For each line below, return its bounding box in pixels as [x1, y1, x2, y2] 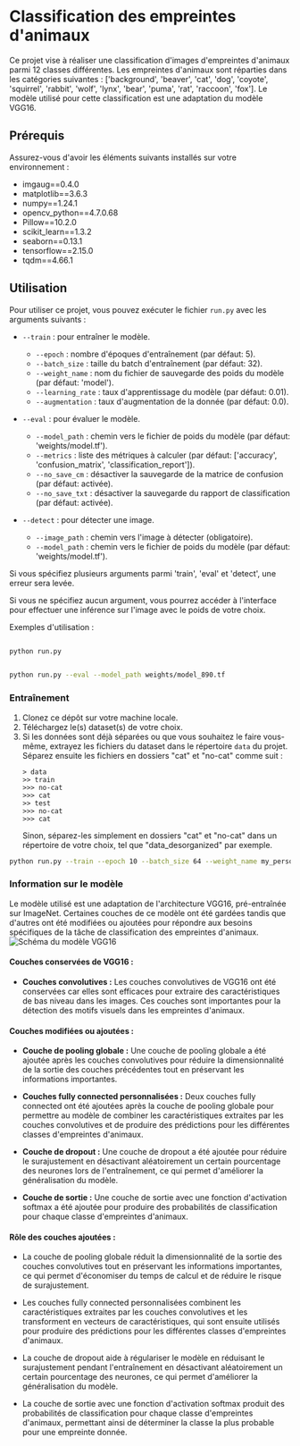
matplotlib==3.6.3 [21, 188, 87, 198]
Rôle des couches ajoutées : [9, 1232, 116, 1242]
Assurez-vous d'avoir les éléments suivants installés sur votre [9, 152, 237, 163]
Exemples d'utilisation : [9, 621, 95, 632]
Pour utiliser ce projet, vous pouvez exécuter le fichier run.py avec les [9, 304, 267, 315]
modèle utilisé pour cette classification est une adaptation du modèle [9, 92, 263, 104]
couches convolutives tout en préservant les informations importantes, [21, 1261, 283, 1272]
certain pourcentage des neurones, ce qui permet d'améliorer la [21, 1372, 258, 1383]
